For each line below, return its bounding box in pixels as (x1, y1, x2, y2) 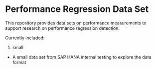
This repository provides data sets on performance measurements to (5, 20, 147, 26)
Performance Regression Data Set (5, 3, 149, 15)
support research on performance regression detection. (5, 25, 120, 31)
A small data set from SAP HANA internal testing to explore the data (12, 54, 152, 60)
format (12, 59, 26, 65)
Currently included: (5, 35, 45, 41)
